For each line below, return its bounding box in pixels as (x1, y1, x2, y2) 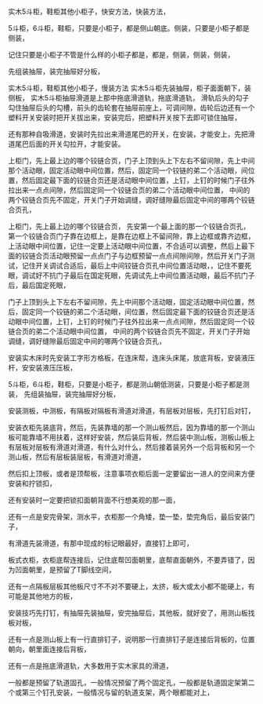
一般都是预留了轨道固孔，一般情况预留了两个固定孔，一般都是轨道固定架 (8, 678, 241, 687)
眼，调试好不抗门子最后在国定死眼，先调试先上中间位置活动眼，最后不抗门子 (8, 271, 255, 280)
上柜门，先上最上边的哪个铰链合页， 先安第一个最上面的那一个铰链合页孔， (8, 222, 250, 231)
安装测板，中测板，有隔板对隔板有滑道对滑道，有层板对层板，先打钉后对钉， (8, 407, 255, 415)
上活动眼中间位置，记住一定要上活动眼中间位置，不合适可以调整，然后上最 (8, 242, 248, 250)
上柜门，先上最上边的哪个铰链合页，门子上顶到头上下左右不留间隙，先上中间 (8, 156, 255, 165)
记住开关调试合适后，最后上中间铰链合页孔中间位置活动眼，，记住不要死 (21, 261, 252, 270)
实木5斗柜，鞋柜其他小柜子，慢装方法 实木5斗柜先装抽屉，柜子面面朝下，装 (8, 83, 252, 93)
